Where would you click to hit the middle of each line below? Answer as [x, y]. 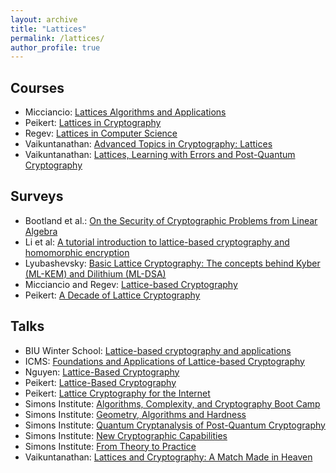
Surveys [37, 196]
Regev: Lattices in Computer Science [101, 133]
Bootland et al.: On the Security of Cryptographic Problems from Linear [171, 220]
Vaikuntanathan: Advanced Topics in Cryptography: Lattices [148, 144]
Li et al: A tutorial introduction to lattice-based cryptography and [157, 242]
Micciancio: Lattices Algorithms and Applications [125, 112]
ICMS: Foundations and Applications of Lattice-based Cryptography [164, 361]
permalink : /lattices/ [57, 38]
